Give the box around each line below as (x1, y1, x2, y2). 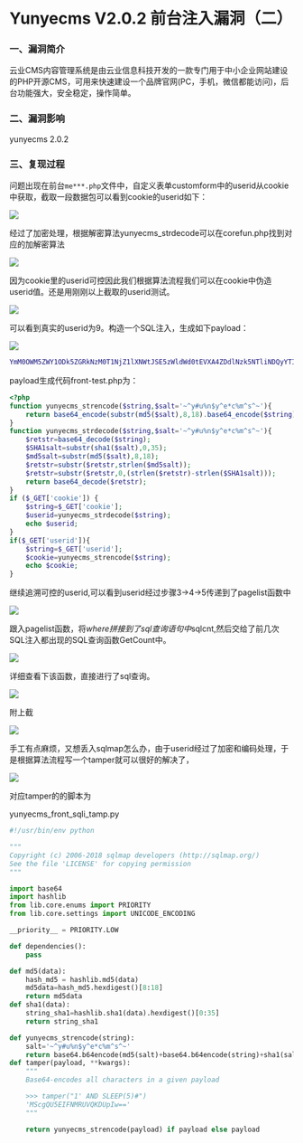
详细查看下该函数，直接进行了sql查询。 (9, 671, 155, 682)
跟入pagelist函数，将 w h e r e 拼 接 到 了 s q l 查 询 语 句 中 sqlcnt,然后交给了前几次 (9, 623, 280, 634)
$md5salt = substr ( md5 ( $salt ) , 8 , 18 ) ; (25, 452, 160, 461)
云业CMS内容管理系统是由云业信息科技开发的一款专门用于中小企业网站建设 (9, 65, 289, 76)
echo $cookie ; (25, 562, 78, 571)
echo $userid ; (25, 519, 78, 529)
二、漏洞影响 (9, 112, 66, 125)
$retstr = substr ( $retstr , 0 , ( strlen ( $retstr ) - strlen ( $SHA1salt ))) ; (25, 468, 277, 477)
